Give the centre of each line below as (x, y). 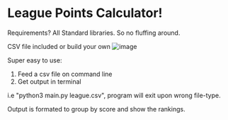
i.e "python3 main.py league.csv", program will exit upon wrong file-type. (114, 95)
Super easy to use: (35, 60)
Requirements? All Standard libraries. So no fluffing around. (94, 33)
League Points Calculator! (85, 13)
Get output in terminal (49, 81)
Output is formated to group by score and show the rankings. (96, 109)
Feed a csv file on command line (65, 74)
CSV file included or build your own (59, 46)
